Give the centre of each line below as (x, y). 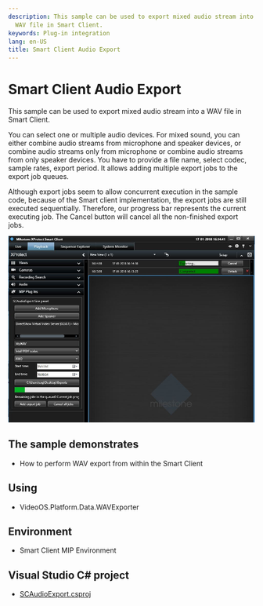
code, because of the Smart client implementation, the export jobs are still (127, 200)
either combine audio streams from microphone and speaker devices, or (124, 143)
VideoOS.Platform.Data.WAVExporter (79, 507)
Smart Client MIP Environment (68, 550)
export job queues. (38, 177)
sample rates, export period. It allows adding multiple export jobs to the (123, 168)
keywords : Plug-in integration (59, 33)
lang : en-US (27, 42)
